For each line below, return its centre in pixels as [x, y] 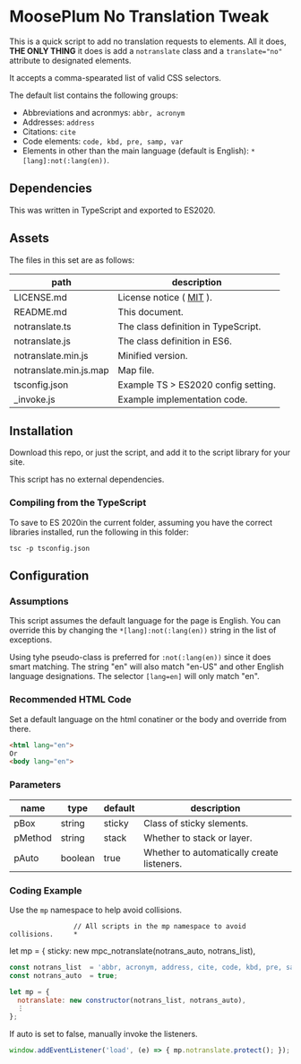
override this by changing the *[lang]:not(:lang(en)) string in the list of [143, 631]
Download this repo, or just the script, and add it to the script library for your [150, 453]
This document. [150, 311]
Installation [41, 431]
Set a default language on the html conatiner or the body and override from [148, 719]
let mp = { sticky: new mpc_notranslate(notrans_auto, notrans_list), [133, 951]
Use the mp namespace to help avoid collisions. [95, 910]
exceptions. [30, 640]
